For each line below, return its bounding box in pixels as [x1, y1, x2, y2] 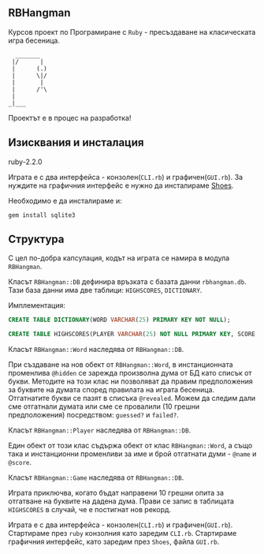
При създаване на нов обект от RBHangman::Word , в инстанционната [8, 360, 234, 369]
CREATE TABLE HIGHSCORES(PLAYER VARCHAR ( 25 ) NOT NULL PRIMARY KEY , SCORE [8, 331, 256, 339]
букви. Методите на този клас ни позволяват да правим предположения [8, 376, 254, 386]
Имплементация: [8, 301, 65, 310]
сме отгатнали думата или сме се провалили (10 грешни [8, 402, 199, 411]
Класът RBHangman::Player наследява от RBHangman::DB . [8, 425, 191, 435]
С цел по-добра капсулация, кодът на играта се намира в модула [8, 253, 230, 263]
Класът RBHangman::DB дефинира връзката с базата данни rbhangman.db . [8, 277, 247, 286]
